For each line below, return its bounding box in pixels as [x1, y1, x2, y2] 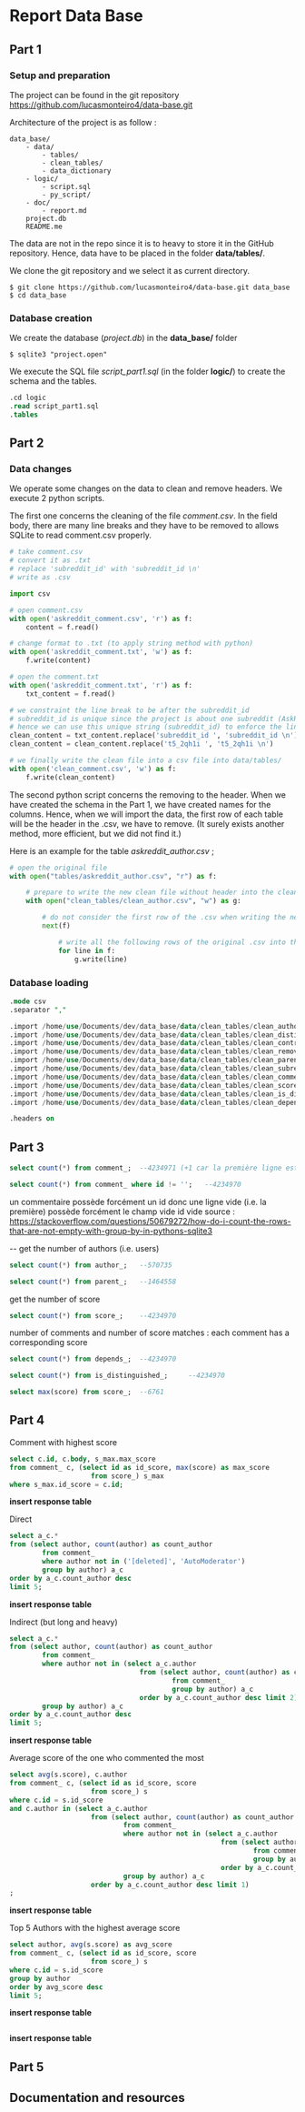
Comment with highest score [9, 1436, 118, 1447]
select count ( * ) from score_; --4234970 [9, 1311, 177, 1320]
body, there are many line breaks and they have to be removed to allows [9, 520, 280, 531]
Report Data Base [9, 5, 143, 26]
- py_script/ [42, 190, 92, 199]
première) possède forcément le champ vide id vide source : [9, 1206, 236, 1217]
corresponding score [9, 1337, 88, 1348]
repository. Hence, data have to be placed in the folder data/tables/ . [9, 247, 266, 258]
